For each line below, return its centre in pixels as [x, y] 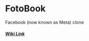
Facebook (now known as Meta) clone [44, 22]
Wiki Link [15, 34]
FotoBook [25, 9]
